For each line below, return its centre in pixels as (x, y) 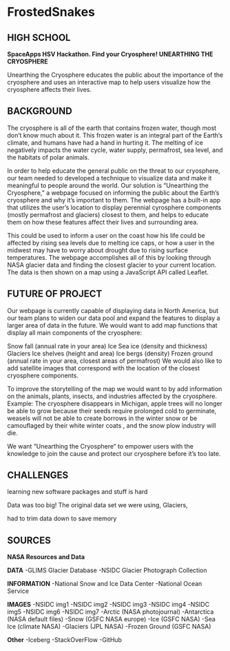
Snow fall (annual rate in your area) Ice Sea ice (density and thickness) (107, 346)
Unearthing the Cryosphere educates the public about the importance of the (115, 75)
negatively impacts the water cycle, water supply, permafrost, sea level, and (115, 150)
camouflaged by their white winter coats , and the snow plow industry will (112, 425)
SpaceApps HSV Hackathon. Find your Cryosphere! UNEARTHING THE (110, 54)
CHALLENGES (38, 475)
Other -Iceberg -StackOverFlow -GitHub (65, 640)
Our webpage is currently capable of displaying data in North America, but (113, 310)
